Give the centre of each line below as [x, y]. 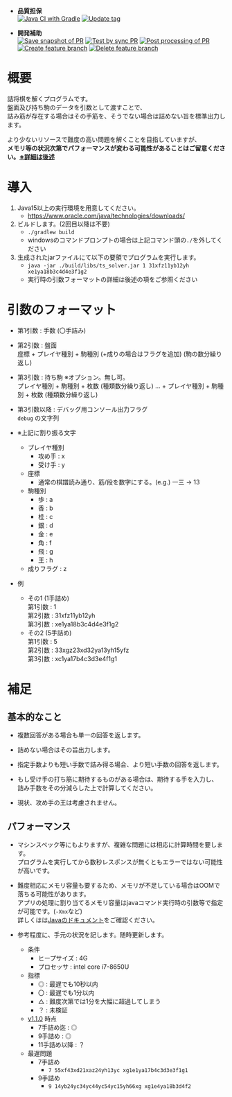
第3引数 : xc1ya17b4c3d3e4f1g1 [72, 658]
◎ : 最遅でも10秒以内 [68, 984]
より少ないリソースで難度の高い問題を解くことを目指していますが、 [104, 139]
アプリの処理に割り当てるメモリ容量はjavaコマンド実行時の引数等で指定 [120, 902]
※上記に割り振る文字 [46, 432]
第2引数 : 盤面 [37, 345]
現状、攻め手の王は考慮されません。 [69, 802]
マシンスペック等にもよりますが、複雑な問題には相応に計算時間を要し [117, 844]
